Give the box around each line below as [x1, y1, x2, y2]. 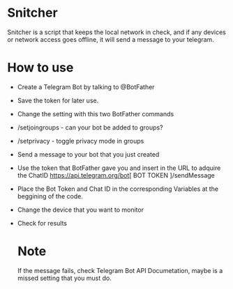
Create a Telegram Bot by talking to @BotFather [17, 82, 155, 91]
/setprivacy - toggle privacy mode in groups [17, 136, 144, 145]
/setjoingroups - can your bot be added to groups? [17, 123, 163, 132]
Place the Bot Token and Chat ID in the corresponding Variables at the [17, 185, 218, 193]
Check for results [17, 219, 68, 227]
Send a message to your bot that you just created [17, 150, 160, 158]
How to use [7, 60, 74, 76]
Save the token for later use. [17, 96, 99, 104]
